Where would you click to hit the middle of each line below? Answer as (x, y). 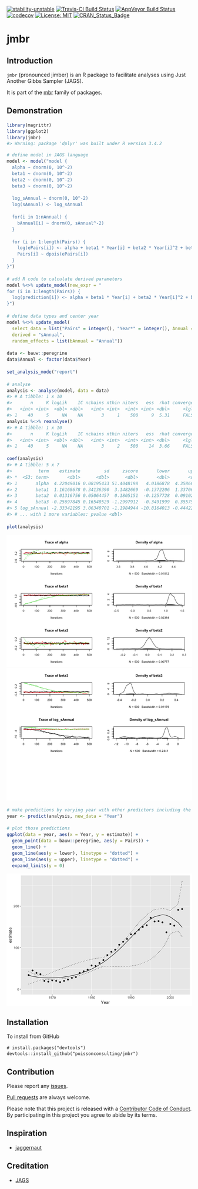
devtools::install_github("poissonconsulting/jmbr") (73, 1054)
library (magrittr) (29, 125)
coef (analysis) (25, 459)
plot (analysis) (25, 527)
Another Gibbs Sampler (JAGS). (45, 81)
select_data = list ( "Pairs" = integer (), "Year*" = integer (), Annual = (103, 328)
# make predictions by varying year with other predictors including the (99, 810)
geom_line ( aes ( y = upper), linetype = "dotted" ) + (75, 859)
